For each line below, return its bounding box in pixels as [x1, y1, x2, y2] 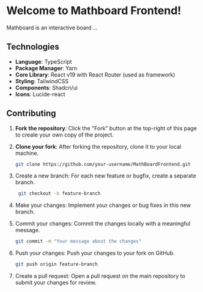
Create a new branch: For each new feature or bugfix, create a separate [15, 172, 197, 179]
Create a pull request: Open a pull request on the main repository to [15, 272, 185, 280]
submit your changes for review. [15, 279, 97, 286]
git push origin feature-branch [15, 261, 98, 268]
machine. [15, 149, 39, 157]
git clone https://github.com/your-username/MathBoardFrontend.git [15, 161, 191, 167]
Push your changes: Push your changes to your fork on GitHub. [15, 249, 175, 257]
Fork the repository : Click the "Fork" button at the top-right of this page [15, 124, 197, 132]
